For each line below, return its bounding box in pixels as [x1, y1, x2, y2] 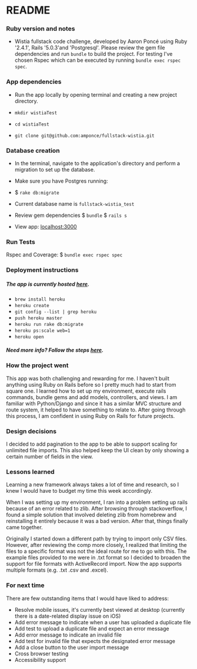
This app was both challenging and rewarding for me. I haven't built [6, 375, 169, 382]
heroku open [14, 334, 44, 340]
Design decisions [6, 427, 57, 435]
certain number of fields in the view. [6, 453, 94, 460]
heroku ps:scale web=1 [14, 328, 71, 334]
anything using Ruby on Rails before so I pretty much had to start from [6, 381, 176, 388]
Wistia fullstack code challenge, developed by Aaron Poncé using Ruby [14, 38, 188, 45]
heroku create [14, 303, 49, 309]
